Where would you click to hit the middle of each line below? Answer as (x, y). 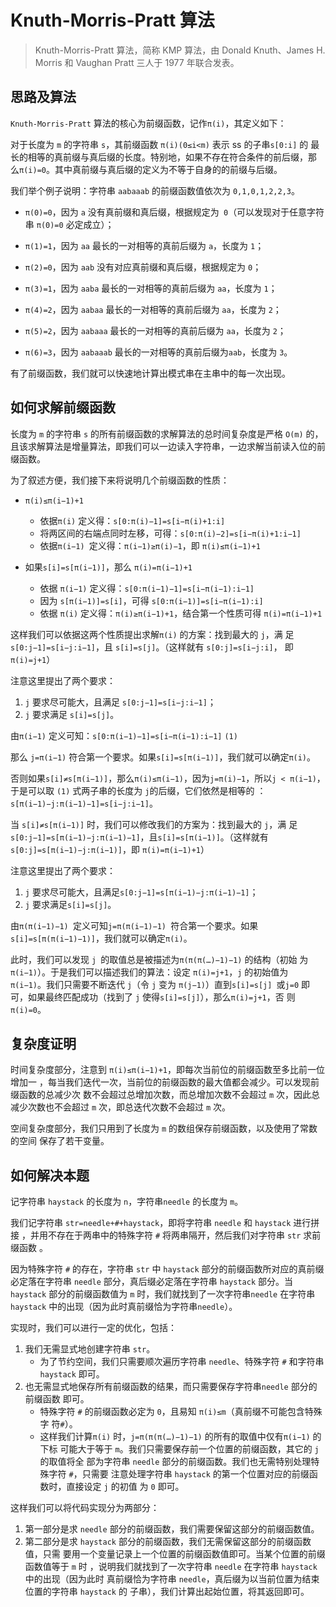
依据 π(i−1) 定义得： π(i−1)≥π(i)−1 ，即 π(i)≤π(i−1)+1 (150, 545)
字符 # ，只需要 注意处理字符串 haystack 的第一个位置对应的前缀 (179, 1474)
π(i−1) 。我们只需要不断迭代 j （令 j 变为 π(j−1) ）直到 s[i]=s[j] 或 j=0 (155, 984)
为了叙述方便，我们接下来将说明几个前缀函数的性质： (120, 480)
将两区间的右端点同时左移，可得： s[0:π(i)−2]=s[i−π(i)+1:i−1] (170, 533)
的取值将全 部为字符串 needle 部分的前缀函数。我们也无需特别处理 (175, 1462)
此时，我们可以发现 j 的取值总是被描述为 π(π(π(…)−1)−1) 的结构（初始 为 (159, 959)
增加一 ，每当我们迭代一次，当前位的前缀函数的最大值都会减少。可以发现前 (165, 1082)
